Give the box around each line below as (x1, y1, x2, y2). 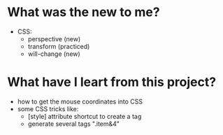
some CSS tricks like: (17, 104, 79, 113)
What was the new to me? (7, 4, 160, 20)
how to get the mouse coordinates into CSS (17, 97, 143, 106)
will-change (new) (27, 50, 80, 58)
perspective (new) (27, 34, 81, 43)
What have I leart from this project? (7, 74, 217, 90)
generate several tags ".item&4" (27, 120, 120, 128)
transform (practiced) (27, 42, 90, 50)
